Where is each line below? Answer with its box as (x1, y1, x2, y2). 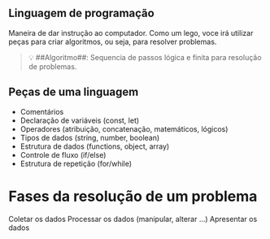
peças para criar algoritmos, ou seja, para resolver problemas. (8, 37, 217, 46)
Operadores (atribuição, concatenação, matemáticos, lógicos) (20, 124, 229, 133)
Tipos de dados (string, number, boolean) (20, 133, 160, 142)
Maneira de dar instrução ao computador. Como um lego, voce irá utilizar (8, 28, 254, 37)
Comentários (20, 106, 64, 116)
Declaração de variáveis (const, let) (20, 115, 140, 125)
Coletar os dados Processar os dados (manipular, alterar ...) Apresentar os (8, 214, 258, 224)
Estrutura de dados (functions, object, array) (20, 141, 170, 151)
